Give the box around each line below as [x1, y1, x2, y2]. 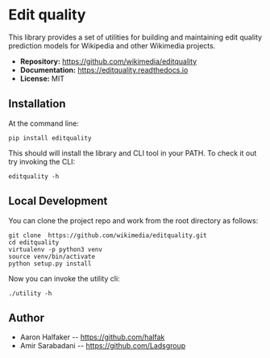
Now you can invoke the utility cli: [8, 273, 120, 283]
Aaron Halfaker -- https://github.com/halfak [19, 332, 165, 342]
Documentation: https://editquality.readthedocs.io [19, 65, 189, 74]
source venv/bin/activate [8, 252, 95, 260]
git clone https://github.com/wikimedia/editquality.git [8, 231, 207, 239]
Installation [8, 97, 66, 110]
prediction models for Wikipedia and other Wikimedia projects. [8, 40, 216, 50]
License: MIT [19, 73, 65, 83]
